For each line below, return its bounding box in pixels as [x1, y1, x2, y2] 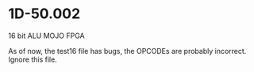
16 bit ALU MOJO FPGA [8, 31, 85, 40]
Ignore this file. [8, 55, 57, 64]
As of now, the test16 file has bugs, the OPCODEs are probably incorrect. [8, 46, 247, 55]
